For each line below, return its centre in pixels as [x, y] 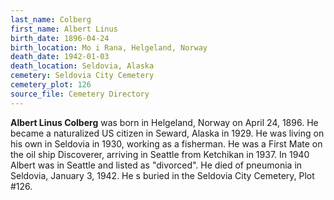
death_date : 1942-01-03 [60, 57]
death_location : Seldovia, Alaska [82, 66]
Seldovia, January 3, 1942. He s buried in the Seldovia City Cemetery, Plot [162, 175]
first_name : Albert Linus [64, 29]
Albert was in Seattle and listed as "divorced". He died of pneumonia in [156, 165]
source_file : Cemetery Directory [80, 94]
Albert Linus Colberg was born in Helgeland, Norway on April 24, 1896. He [164, 122]
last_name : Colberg [51, 19]
